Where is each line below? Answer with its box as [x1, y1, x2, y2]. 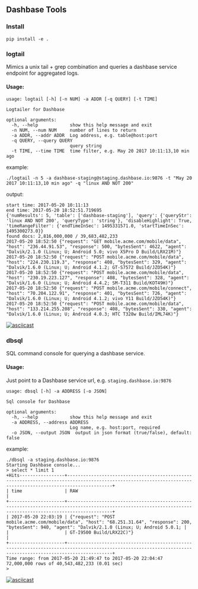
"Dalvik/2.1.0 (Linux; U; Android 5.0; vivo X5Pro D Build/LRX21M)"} [6, 249, 182, 255]
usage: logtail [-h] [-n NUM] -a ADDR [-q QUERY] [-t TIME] [6, 96, 158, 103]
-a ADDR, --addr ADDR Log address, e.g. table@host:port [11, 133, 158, 139]
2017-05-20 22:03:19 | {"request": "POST [11, 514, 116, 520]
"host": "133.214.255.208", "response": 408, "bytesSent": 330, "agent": [6, 306, 193, 312]
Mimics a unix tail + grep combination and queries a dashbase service [6, 63, 177, 70]
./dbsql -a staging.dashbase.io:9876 [6, 457, 100, 463]
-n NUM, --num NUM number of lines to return [11, 128, 136, 133]
